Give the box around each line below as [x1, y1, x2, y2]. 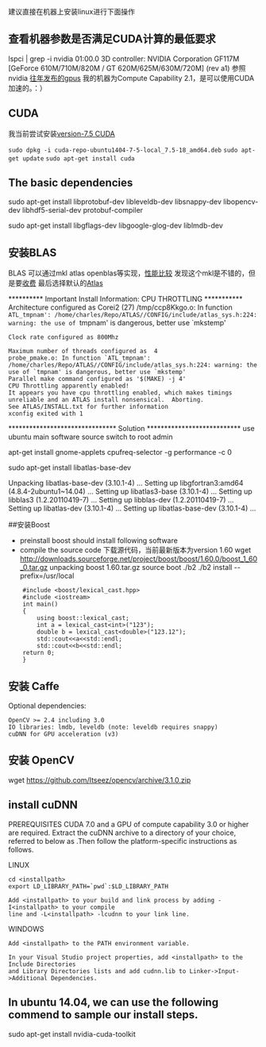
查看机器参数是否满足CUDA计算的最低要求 [8, 33, 216, 46]
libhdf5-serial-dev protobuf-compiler [22, 206, 144, 215]
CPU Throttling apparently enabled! [8, 382, 129, 391]
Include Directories [8, 960, 77, 968]
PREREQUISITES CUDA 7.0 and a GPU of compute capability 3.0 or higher [8, 819, 249, 829]
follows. [8, 845, 34, 854]
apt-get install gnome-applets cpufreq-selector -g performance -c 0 [8, 448, 233, 457]
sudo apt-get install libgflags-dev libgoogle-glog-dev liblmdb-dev [8, 221, 224, 230]
